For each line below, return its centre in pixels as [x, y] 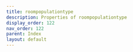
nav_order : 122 [25, 28]
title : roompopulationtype [40, 12]
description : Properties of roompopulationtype [67, 17]
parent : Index [24, 34]
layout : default [26, 39]
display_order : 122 [31, 23]
